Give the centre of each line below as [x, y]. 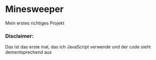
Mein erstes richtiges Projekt [35, 23]
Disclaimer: [20, 36]
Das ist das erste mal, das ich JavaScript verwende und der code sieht [78, 47]
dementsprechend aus [28, 52]
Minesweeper [34, 9]
